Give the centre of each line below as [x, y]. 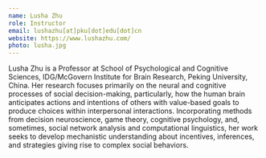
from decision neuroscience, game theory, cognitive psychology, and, [124, 120]
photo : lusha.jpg [37, 46]
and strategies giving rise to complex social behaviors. [98, 145]
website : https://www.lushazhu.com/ [70, 38]
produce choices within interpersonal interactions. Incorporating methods [130, 111]
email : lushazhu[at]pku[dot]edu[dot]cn [75, 30]
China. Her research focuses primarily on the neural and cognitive [117, 86]
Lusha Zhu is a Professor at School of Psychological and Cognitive [119, 68]
